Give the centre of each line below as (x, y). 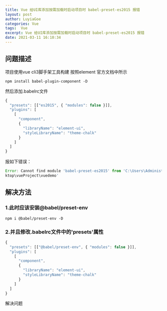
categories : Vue (22, 24)
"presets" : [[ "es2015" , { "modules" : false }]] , (61, 105)
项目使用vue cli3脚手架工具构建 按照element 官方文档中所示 (66, 72)
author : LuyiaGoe (23, 19)
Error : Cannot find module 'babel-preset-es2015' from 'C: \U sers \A (77, 171)
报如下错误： (18, 162)
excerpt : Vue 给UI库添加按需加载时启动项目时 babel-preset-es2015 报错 (75, 33)
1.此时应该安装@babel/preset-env (47, 208)
